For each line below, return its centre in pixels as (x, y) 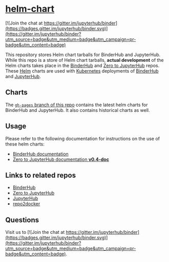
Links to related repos (40, 175)
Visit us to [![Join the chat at (35, 232)
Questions (22, 220)
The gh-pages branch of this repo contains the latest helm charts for (77, 105)
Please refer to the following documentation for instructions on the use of (83, 138)
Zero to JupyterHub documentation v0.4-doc (61, 159)
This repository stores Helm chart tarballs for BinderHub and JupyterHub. (83, 55)
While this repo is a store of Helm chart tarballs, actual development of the (84, 60)
